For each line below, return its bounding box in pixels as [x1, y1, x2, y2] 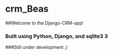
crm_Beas [5, 3, 49, 15]
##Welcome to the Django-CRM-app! [5, 20, 84, 26]
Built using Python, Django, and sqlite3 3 [5, 33, 108, 40]
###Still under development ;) [5, 44, 68, 50]
